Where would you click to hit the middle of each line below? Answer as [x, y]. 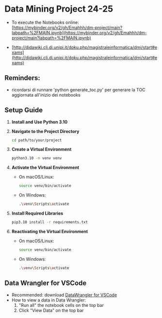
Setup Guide [24, 110]
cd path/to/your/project [37, 140]
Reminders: [23, 78]
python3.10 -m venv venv [37, 158]
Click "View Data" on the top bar [51, 310]
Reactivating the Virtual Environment [50, 231]
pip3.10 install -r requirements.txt [50, 222]
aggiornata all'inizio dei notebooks [46, 95]
